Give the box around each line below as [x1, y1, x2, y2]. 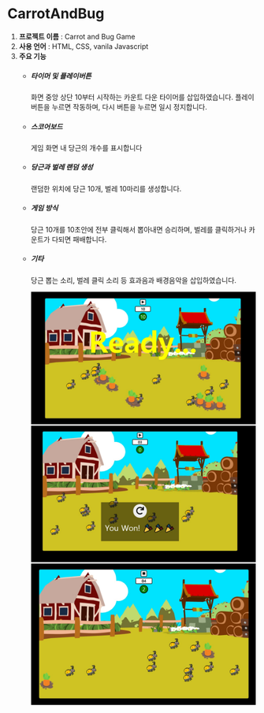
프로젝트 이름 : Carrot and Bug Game [18, 32, 136, 41]
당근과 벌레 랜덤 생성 [30, 162, 94, 172]
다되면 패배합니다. [51, 234, 107, 244]
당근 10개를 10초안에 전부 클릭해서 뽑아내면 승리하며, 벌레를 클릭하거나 [30, 225, 247, 234]
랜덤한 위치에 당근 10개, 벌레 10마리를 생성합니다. [30, 184, 182, 193]
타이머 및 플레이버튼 [30, 71, 92, 80]
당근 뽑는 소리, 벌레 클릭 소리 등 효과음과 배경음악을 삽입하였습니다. [30, 275, 237, 284]
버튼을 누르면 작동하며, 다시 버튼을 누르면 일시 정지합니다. [30, 102, 208, 111]
